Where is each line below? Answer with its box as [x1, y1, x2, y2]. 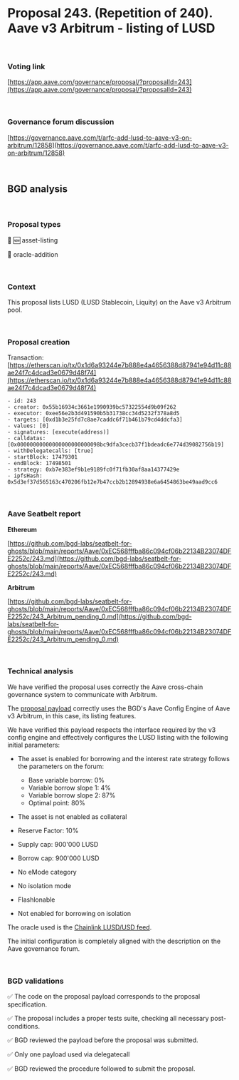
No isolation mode [17, 881, 72, 890]
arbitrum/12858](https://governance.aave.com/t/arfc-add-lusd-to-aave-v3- [7, 141, 229, 149]
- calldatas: [7, 435, 46, 442]
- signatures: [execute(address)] [7, 429, 110, 436]
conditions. [7, 1022, 41, 1031]
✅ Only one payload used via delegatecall [7, 1050, 130, 1059]
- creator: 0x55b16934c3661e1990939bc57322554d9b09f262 [7, 404, 176, 411]
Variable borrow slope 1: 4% [28, 783, 112, 792]
